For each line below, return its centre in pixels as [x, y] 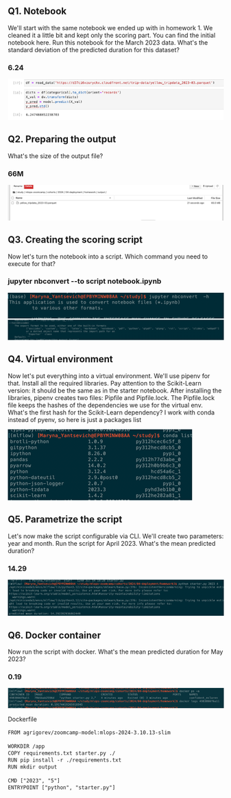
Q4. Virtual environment [61, 359]
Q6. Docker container [54, 635]
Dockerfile [22, 719]
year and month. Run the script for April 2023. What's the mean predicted [112, 543]
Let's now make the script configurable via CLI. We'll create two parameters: [116, 536]
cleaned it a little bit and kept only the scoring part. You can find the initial [112, 35]
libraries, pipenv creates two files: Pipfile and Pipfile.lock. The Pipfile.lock [111, 397]
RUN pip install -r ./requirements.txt [65, 760]
